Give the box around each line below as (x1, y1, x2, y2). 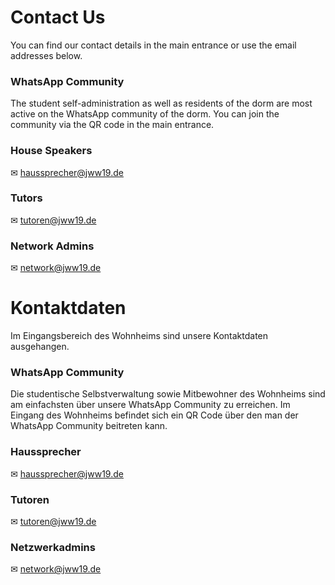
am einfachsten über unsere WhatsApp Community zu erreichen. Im (10, 399, 291, 411)
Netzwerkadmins (10, 540, 96, 554)
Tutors (10, 191, 43, 205)
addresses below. (10, 49, 83, 61)
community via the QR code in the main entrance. (10, 119, 215, 131)
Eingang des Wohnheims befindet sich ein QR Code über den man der (10, 409, 299, 421)
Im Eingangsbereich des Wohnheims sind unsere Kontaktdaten (10, 330, 269, 342)
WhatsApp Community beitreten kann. (10, 420, 168, 432)
